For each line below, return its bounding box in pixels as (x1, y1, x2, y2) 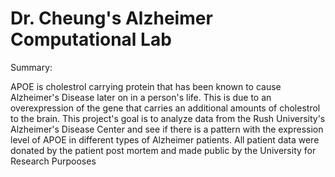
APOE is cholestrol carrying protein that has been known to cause (10, 80, 282, 92)
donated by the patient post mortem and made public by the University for (10, 144, 317, 156)
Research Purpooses (10, 155, 97, 167)
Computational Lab (10, 28, 172, 51)
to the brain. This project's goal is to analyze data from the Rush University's (10, 112, 326, 124)
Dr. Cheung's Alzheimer (10, 7, 213, 30)
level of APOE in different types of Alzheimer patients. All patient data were (10, 133, 320, 146)
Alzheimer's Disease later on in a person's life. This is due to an (10, 91, 272, 103)
